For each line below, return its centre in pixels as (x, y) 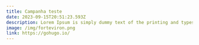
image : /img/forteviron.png (41, 28)
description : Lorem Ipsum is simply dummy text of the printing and (92, 22)
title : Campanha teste (34, 11)
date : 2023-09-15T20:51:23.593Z (46, 17)
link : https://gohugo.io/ (38, 33)
